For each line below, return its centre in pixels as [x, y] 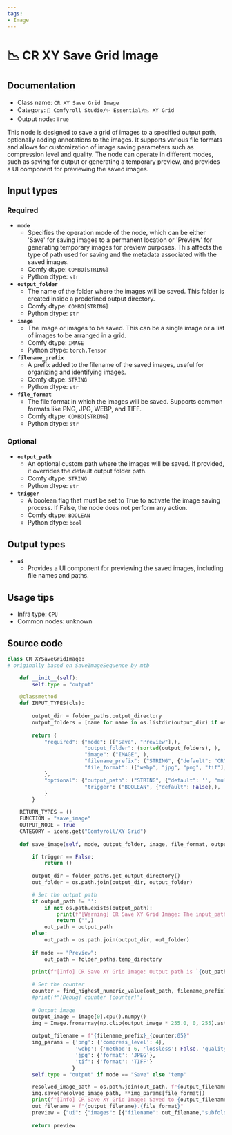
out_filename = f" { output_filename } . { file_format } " [108, 1107]
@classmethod [38, 697]
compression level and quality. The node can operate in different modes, [110, 154]
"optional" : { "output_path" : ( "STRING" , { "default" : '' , [128, 780]
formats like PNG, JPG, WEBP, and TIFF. [84, 409]
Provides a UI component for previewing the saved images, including [125, 568]
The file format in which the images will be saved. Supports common [125, 402]
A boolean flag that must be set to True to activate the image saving [124, 500]
